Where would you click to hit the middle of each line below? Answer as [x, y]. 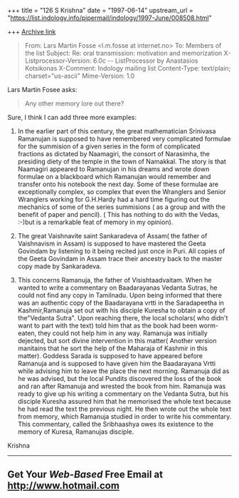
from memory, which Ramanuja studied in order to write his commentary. [124, 416]
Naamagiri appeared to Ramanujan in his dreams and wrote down [113, 169]
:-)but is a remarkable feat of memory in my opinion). [95, 222]
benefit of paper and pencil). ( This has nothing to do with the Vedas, [119, 214]
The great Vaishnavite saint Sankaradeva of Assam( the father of [112, 236]
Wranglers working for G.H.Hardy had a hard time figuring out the [113, 199]
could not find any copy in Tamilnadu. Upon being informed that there [119, 295]
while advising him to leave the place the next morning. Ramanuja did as [123, 371]
